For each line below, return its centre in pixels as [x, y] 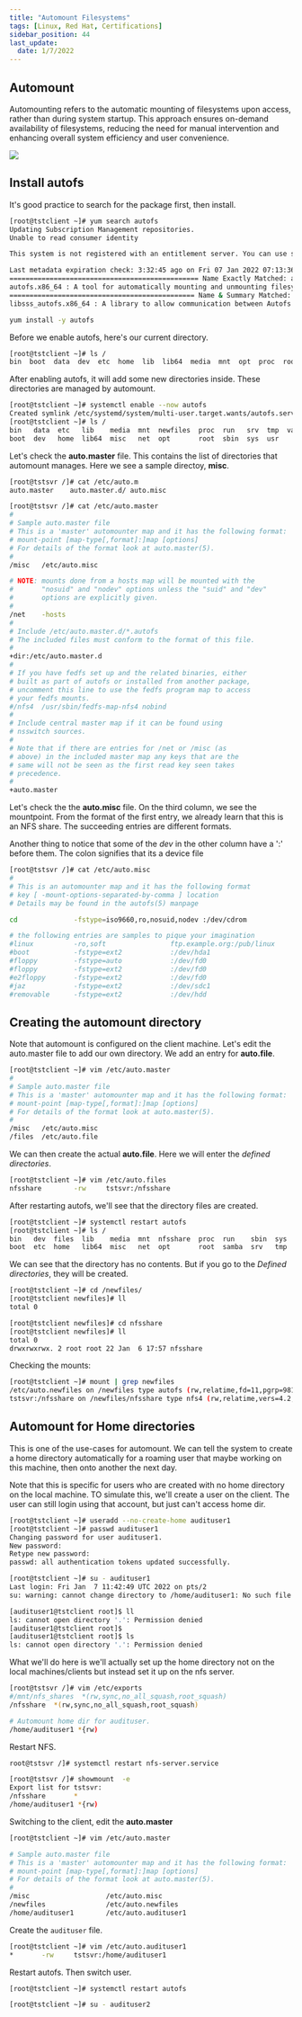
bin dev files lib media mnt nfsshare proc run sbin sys [148, 1239]
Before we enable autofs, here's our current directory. [109, 337]
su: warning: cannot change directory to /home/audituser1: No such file [151, 1595]
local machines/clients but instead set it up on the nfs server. [122, 1672]
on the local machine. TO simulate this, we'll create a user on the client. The [150, 1495]
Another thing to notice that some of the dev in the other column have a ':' [146, 844]
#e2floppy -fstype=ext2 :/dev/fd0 [108, 977]
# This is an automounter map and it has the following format [130, 887]
